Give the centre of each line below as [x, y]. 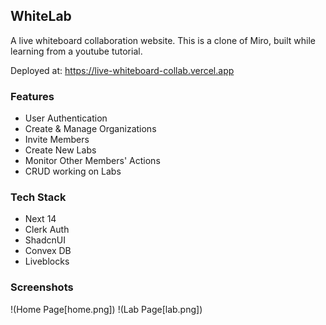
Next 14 [40, 219]
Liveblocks [47, 261]
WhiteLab [41, 16]
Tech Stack [38, 197]
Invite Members [57, 140]
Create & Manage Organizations [90, 129]
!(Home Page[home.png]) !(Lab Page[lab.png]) [106, 309]
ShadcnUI [45, 240]
